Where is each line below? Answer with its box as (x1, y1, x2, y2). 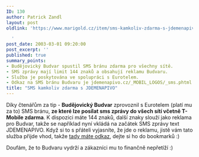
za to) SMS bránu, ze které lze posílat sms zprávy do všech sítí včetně (6, 107, 181, 115)
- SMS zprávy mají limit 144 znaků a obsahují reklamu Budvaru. (6, 68, 168, 74)
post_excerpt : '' (6, 47, 49, 53)
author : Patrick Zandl (6, 14, 62, 20)
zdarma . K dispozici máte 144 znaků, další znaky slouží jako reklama (24, 114, 192, 121)
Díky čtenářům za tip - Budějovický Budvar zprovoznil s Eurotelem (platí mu (6, 102, 192, 108)
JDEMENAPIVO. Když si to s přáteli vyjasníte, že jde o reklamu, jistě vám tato (6, 126, 193, 133)
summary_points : (6, 57, 46, 64)
